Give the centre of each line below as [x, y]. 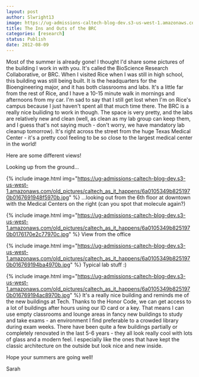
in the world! [21, 144]
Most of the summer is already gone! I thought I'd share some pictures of [95, 62]
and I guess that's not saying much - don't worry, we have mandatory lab [95, 125]
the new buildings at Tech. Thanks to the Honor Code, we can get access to [99, 301]
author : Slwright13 [30, 17]
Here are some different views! [44, 155]
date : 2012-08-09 [28, 45]
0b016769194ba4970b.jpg [38, 265]
